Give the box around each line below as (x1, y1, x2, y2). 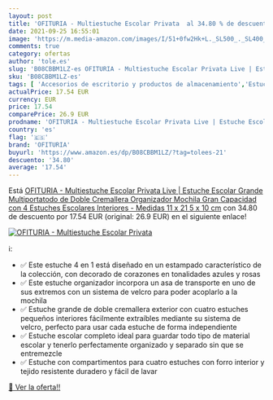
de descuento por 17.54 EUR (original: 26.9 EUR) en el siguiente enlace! (8, 212, 247, 222)
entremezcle (19, 349, 63, 358)
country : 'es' (8, 125, 57, 134)
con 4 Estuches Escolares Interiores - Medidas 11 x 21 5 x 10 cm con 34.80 (8, 203, 258, 213)
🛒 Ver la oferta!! (8, 382, 61, 392)
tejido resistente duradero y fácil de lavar (19, 367, 158, 376)
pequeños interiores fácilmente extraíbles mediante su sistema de (19, 314, 241, 323)
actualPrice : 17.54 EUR (8, 87, 89, 96)
